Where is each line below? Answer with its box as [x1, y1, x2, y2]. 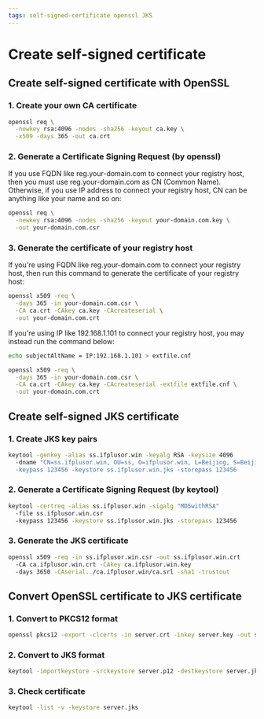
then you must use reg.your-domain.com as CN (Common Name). [8, 178, 222, 187]
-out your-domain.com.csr [15, 224, 101, 232]
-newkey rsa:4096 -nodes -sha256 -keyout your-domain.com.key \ [15, 217, 230, 225]
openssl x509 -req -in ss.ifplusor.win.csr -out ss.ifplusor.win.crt [8, 553, 241, 561]
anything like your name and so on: [8, 194, 122, 204]
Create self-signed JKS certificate [8, 409, 179, 423]
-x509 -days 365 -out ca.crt [15, 133, 111, 141]
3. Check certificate [8, 686, 86, 697]
